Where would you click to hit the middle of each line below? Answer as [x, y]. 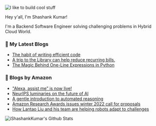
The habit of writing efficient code [46, 55]
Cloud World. [18, 31]
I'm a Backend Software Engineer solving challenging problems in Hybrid [78, 26]
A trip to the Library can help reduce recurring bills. [64, 60]
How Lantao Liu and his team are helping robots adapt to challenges [81, 109]
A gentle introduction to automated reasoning [58, 99]
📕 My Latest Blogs [27, 44]
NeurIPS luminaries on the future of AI [50, 93]
